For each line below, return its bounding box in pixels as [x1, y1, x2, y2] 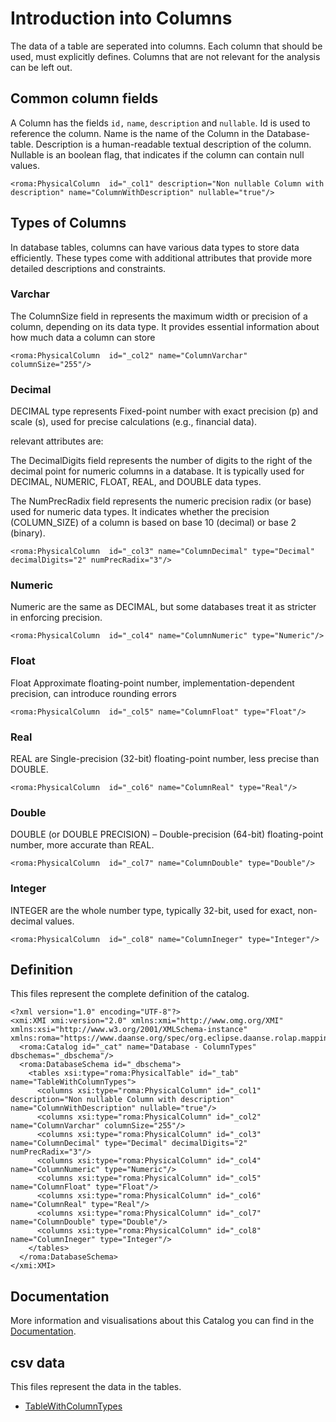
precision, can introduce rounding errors [10, 687, 177, 699]
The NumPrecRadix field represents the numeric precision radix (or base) [10, 495, 312, 507]
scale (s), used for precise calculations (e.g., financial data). [10, 416, 258, 428]
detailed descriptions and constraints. [10, 262, 167, 274]
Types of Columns [10, 215, 127, 232]
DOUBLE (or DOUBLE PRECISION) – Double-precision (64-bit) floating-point [10, 828, 324, 841]
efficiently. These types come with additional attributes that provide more [10, 252, 313, 264]
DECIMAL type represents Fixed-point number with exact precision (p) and [10, 405, 319, 417]
